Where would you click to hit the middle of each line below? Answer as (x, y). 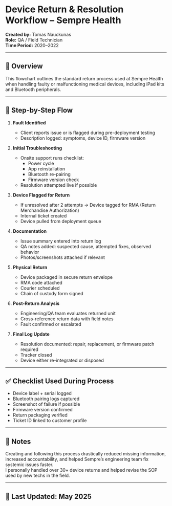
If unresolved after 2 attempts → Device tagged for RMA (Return (88, 205)
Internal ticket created (44, 215)
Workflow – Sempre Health (63, 20)
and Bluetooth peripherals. (33, 89)
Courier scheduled (40, 288)
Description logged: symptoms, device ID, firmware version (83, 138)
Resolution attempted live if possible (59, 185)
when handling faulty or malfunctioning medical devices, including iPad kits (85, 84)
